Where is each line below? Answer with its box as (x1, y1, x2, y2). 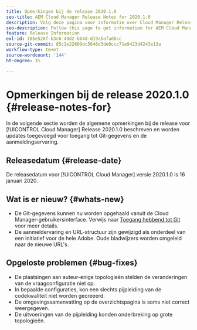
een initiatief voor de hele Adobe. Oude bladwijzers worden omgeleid (14, 235, 182, 242)
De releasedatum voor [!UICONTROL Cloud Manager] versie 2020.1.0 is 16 (6, 171, 185, 178)
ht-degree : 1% (6, 57, 41, 63)
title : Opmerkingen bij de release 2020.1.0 (6, 8, 117, 15)
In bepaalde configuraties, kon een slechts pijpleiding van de (14, 285, 162, 293)
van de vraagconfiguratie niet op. (14, 280, 96, 287)
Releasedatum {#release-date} (6, 155, 122, 165)
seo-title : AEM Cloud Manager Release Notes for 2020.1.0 (6, 14, 151, 20)
